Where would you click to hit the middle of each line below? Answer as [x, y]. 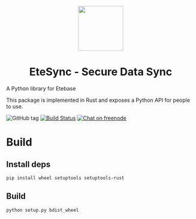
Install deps [28, 164]
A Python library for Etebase [41, 88]
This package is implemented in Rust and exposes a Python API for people [98, 100]
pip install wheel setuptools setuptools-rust [65, 178]
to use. [15, 106]
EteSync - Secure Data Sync [101, 72]
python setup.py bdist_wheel [43, 210]
